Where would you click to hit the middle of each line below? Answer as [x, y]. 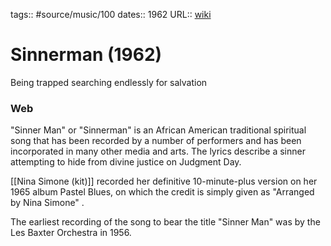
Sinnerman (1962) [86, 55]
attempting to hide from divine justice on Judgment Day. [126, 162]
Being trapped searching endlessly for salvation [109, 82]
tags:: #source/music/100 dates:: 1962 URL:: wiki [111, 14]
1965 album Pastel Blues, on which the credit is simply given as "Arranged [162, 192]
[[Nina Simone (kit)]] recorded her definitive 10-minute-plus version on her [164, 181]
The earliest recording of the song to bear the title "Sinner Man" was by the [165, 222]
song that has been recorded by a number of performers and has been [156, 141]
